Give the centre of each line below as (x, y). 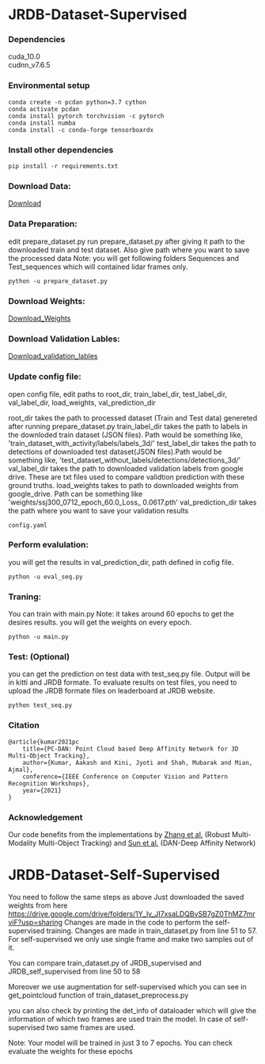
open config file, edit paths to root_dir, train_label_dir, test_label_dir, (118, 394)
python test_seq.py (40, 705)
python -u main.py (38, 637)
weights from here (38, 905)
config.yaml (28, 525)
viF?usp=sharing (36, 922)
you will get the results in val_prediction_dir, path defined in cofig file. (121, 562)
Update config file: (45, 377)
